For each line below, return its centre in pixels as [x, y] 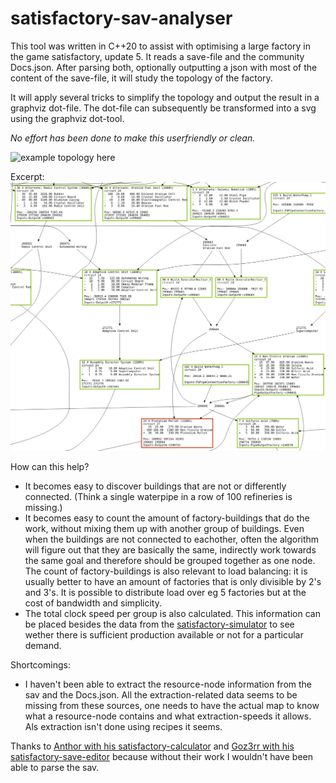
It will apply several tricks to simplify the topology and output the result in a [165, 97]
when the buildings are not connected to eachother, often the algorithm [172, 539]
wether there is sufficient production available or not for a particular [164, 634]
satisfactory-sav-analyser [121, 18]
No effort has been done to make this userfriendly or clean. [133, 138]
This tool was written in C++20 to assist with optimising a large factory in [160, 46]
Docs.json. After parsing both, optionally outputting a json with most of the [164, 67]
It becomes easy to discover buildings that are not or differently [155, 486]
